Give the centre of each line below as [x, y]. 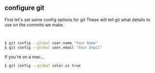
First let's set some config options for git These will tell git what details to [77, 19]
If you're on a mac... [24, 57]
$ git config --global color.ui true [43, 66]
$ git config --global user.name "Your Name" [51, 43]
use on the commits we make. [34, 25]
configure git [24, 8]
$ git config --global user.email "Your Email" [54, 47]
